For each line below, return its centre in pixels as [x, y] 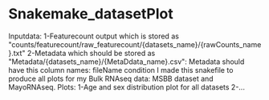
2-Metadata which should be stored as [91, 53]
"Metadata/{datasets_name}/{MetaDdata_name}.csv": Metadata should [126, 62]
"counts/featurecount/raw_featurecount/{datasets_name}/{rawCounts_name [135, 44]
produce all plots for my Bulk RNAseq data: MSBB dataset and [111, 78]
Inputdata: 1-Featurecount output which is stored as [94, 36]
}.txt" [17, 53]
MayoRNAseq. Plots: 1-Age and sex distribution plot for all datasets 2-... [126, 87]
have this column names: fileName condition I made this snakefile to [121, 70]
